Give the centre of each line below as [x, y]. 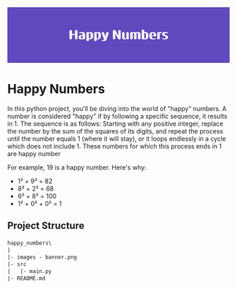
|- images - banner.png [42, 257]
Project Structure [46, 226]
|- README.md [26, 278]
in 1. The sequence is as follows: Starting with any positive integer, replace [115, 124]
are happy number [34, 153]
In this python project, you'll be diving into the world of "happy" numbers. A [117, 108]
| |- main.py [30, 271]
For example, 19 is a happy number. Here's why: [77, 167]
